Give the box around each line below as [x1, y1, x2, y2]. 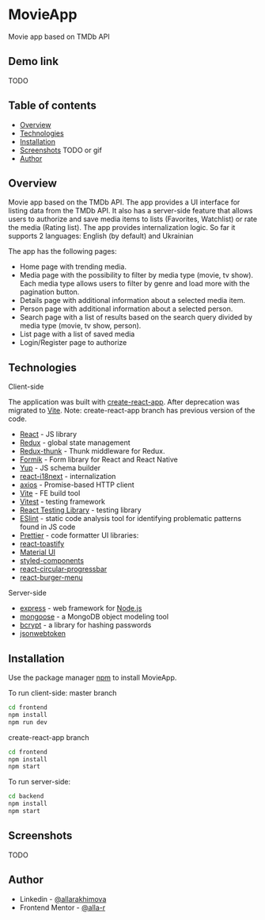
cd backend [8, 792, 44, 800]
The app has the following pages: [8, 247, 117, 256]
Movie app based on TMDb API [8, 32, 110, 41]
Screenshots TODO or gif [19, 145, 103, 155]
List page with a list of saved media [19, 329, 135, 339]
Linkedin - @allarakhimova [19, 894, 107, 903]
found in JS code [19, 522, 76, 532]
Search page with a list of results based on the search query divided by [19, 312, 253, 322]
